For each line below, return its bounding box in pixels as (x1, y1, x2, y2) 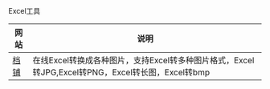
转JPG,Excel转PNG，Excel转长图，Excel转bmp (32, 67, 211, 78)
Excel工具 (8, 6, 41, 15)
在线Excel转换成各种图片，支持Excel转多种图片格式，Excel (32, 55, 255, 66)
